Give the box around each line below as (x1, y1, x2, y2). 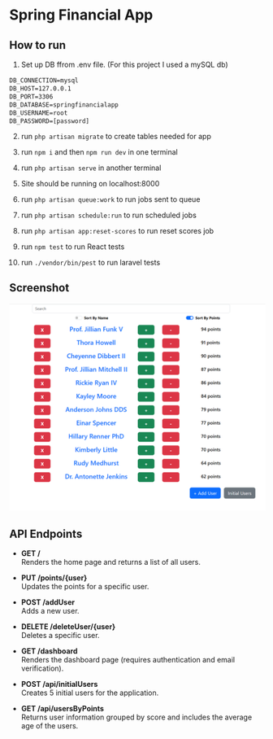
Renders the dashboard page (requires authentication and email (20, 655, 235, 665)
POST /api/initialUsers (20, 680, 98, 689)
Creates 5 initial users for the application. (20, 688, 159, 697)
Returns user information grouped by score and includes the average (20, 712, 253, 722)
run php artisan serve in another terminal (20, 163, 162, 173)
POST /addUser (20, 597, 76, 607)
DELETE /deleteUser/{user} (20, 622, 116, 632)
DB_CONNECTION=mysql (9, 77, 80, 85)
